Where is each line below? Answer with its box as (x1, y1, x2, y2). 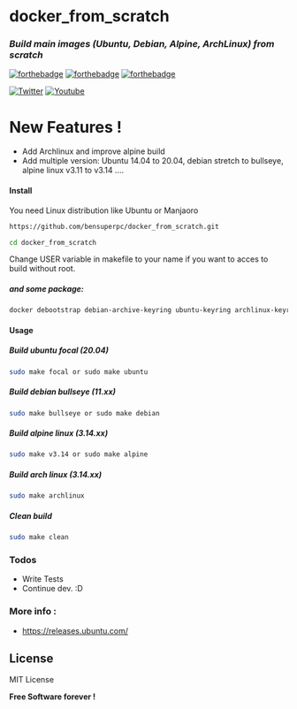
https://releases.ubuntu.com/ (21, 625, 129, 636)
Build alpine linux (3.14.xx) (9, 428, 109, 438)
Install (9, 186, 33, 196)
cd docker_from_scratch (9, 238, 97, 247)
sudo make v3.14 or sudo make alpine (9, 450, 148, 459)
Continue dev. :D (21, 583, 84, 594)
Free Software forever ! (9, 691, 96, 702)
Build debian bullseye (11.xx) (9, 386, 117, 397)
